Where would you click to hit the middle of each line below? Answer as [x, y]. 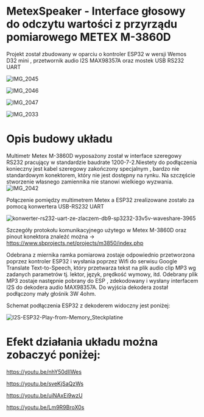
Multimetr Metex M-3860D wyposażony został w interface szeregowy [94, 155]
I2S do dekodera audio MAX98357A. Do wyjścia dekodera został [87, 287]
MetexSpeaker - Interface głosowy [96, 11]
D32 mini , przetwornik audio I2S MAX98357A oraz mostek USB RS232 [95, 60]
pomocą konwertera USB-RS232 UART [55, 206]
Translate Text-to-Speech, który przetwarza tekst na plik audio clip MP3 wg [101, 268]
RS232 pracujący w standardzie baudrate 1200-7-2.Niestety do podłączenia [102, 162]
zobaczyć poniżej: [54, 355]
